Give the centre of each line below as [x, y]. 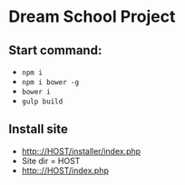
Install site [39, 129]
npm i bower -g [50, 83]
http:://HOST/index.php [65, 170]
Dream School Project [92, 17]
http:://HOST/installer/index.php [81, 151]
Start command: [55, 50]
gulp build [42, 102]
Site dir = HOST [51, 161]
